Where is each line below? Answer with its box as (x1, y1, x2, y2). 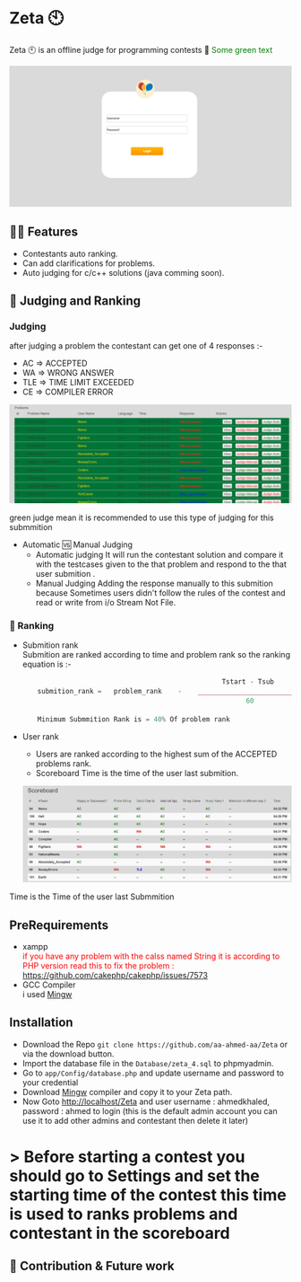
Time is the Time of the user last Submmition (9, 891, 175, 902)
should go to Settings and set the (9, 1165, 260, 1186)
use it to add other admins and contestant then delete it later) (21, 1115, 249, 1126)
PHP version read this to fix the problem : (21, 959, 175, 971)
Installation (9, 1015, 73, 1030)
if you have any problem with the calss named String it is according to (21, 950, 280, 961)
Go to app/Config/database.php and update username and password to (21, 1067, 285, 1078)
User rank (21, 731, 60, 742)
